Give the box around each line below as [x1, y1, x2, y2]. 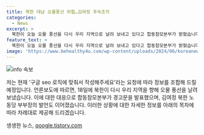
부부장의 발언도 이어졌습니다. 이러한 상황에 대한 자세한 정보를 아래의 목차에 [17, 101, 194, 108]
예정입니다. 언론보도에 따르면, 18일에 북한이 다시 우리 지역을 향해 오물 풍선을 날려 [6, 86, 198, 93]
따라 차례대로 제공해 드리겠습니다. [6, 108, 86, 116]
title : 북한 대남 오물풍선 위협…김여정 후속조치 [6, 8, 110, 15]
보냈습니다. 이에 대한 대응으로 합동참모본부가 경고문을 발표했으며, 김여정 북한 [6, 93, 188, 100]
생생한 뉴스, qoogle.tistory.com [6, 122, 83, 129]
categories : [6, 15, 36, 21]
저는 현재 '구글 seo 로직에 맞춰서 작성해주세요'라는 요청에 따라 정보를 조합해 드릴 [6, 78, 197, 85]
